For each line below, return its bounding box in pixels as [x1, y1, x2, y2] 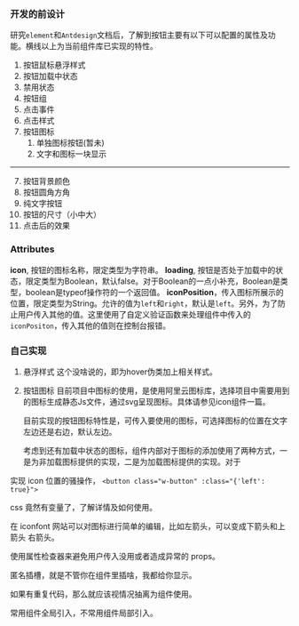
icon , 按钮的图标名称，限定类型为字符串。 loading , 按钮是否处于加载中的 [10, 264, 276, 275]
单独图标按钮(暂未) [35, 138, 105, 148]
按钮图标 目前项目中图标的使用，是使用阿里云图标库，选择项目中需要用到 [22, 385, 290, 396]
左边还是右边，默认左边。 [22, 426, 117, 437]
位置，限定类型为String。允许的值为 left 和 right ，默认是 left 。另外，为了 [10, 298, 279, 309]
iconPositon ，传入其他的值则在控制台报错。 [10, 320, 171, 331]
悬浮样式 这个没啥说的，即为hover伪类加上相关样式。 [22, 366, 218, 377]
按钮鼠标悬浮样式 [22, 60, 86, 70]
